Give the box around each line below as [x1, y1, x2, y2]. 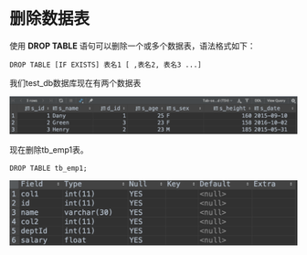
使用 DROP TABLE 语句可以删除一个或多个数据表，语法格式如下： [9, 40, 256, 51]
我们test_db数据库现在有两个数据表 [9, 77, 142, 88]
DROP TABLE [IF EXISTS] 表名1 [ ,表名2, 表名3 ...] [9, 60, 203, 69]
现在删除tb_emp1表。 [9, 144, 89, 155]
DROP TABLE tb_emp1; [9, 164, 89, 174]
